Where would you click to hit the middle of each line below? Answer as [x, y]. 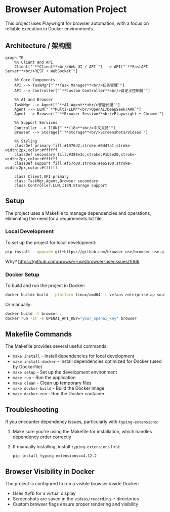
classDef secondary [35, 154]
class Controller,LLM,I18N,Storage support [61, 185]
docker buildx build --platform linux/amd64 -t [56, 295]
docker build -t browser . [34, 314]
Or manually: [18, 304]
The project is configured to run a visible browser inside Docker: [72, 484]
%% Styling [26, 141]
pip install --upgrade [29, 252]
